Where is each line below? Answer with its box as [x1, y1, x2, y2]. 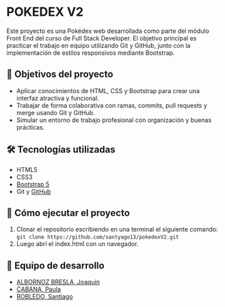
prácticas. [16, 123, 45, 131]
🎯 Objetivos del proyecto [6, 69, 114, 80]
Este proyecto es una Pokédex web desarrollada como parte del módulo [6, 27, 209, 35]
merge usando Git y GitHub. [16, 108, 95, 116]
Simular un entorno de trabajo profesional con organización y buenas [16, 116, 212, 124]
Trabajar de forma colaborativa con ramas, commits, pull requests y [16, 101, 208, 110]
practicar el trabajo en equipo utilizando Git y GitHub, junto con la [6, 41, 191, 49]
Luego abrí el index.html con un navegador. [16, 240, 139, 248]
